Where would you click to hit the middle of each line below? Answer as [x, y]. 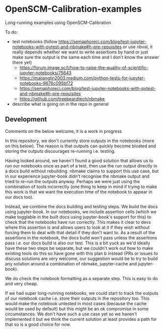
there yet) [22, 62]
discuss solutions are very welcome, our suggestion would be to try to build [82, 259]
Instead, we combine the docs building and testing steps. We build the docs [82, 206]
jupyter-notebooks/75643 [46, 72]
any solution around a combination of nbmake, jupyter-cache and [71, 263]
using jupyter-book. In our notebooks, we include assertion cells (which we [81, 212]
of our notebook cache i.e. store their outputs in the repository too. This [77, 298]
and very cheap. [22, 284]
